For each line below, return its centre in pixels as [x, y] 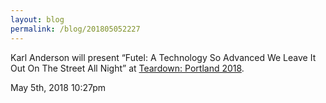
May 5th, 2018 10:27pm [58, 87]
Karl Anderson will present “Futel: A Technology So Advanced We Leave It [163, 57]
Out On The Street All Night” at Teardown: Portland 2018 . [127, 68]
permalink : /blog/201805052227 [75, 29]
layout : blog [37, 19]
